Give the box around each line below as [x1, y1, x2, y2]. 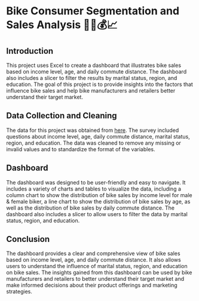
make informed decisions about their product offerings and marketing [6, 282, 177, 289]
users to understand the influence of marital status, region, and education [6, 263, 188, 270]
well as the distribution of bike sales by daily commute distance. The [6, 204, 175, 211]
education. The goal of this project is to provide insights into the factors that [6, 81, 193, 88]
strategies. [6, 288, 33, 295]
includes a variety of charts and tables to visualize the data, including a [6, 185, 181, 192]
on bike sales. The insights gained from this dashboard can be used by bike [6, 269, 192, 276]
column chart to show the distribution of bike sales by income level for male [6, 191, 192, 198]
